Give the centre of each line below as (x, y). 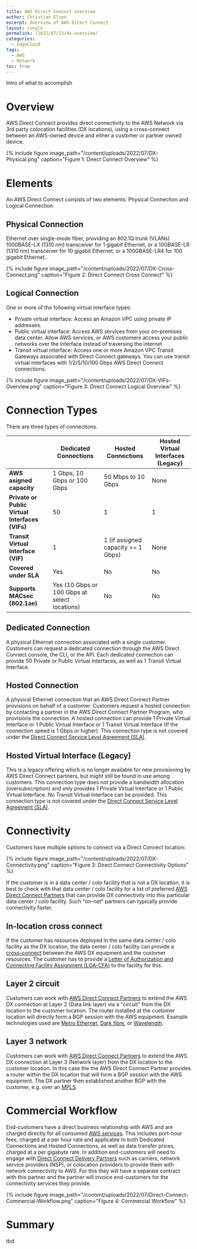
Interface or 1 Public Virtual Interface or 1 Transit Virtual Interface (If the (92, 725)
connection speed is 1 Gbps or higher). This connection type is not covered (97, 731)
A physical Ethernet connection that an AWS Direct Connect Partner (88, 700)
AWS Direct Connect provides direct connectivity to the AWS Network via (95, 123)
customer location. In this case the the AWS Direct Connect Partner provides (98, 1068)
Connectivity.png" (28, 865)
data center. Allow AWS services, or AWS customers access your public (101, 337)
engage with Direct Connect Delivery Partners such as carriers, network (93, 1158)
